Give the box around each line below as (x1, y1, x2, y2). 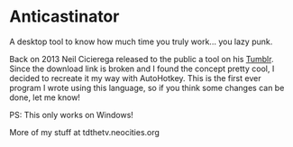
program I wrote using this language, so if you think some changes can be (9, 82, 285, 93)
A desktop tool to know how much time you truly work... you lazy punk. (9, 36, 273, 47)
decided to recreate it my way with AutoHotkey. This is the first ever (9, 72, 261, 83)
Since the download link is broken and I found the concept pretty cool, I (9, 63, 275, 74)
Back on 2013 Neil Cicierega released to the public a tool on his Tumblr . (9, 53, 274, 64)
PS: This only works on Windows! (9, 109, 133, 120)
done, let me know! (9, 92, 81, 103)
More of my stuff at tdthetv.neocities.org (9, 126, 160, 137)
